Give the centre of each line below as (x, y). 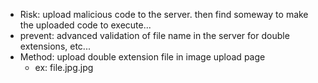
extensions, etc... (55, 46)
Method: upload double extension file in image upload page (142, 57)
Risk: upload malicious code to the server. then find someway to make (164, 14)
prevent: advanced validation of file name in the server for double (154, 35)
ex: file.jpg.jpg (64, 67)
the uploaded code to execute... (85, 25)
